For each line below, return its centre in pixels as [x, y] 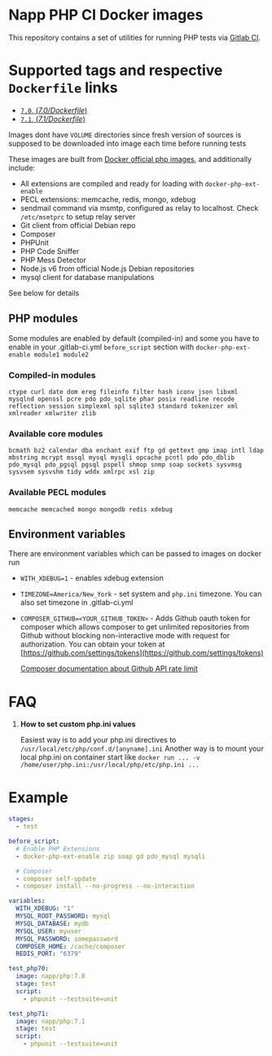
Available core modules [56, 433]
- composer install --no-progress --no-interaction [105, 886]
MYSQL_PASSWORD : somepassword [67, 939]
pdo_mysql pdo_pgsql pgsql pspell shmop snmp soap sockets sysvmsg [125, 465]
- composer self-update [56, 879]
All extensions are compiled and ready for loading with [112, 183]
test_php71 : [29, 1014]
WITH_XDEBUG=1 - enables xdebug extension [92, 578]
